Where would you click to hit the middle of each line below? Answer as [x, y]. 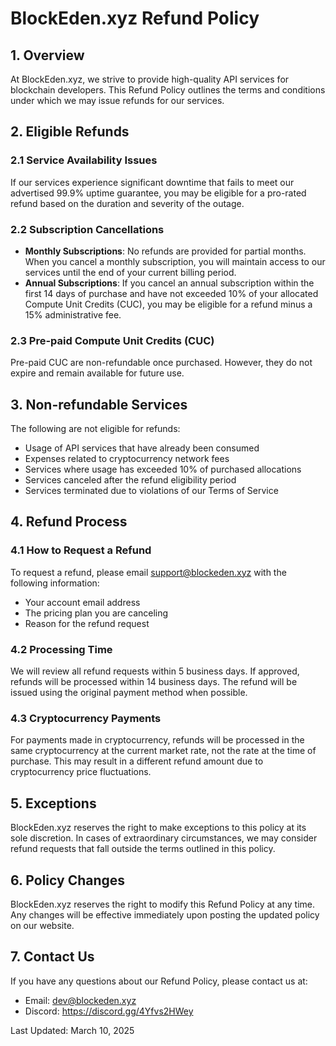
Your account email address [82, 602]
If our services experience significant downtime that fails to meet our [152, 182]
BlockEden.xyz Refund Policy [135, 18]
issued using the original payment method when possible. [129, 693]
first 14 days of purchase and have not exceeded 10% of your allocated [171, 293]
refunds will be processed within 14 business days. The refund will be [154, 682]
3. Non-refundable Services [99, 404]
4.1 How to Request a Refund [81, 550]
